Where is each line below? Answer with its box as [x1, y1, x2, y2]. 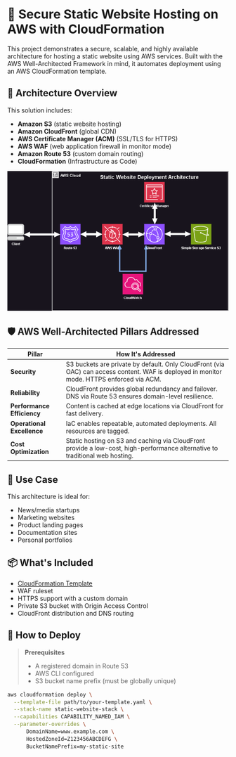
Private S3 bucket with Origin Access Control [17, 601, 149, 610]
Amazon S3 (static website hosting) [17, 119, 122, 128]
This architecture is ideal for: [7, 492, 90, 501]
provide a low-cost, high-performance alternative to [65, 444, 218, 452]
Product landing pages [17, 521, 84, 529]
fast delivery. [65, 409, 104, 418]
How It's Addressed [116, 349, 176, 358]
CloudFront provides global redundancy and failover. [65, 384, 218, 393]
